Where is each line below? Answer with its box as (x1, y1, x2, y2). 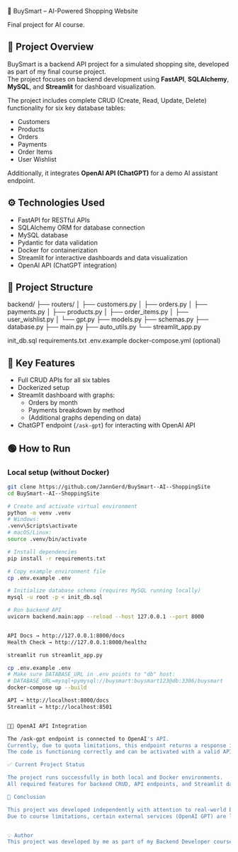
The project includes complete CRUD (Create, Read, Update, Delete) (7, 96, 207, 104)
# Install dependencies (7, 548, 78, 556)
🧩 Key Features (7, 357, 76, 369)
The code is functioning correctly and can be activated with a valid (7, 749, 220, 756)
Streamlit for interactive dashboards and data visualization (17, 253, 188, 262)
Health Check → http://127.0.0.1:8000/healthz (7, 639, 147, 646)
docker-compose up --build (7, 684, 87, 691)
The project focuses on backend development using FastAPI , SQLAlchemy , (7, 74, 229, 83)
